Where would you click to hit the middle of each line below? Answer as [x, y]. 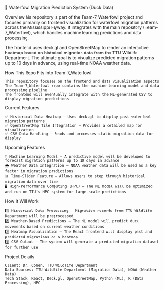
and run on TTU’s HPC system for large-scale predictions [66, 192]
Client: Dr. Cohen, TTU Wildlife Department [51, 265]
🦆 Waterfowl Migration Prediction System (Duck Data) [59, 8]
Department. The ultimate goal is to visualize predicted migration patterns [80, 58]
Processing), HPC [23, 283]
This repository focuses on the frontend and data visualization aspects [82, 81]
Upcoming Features [25, 147]
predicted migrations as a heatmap [41, 237]
